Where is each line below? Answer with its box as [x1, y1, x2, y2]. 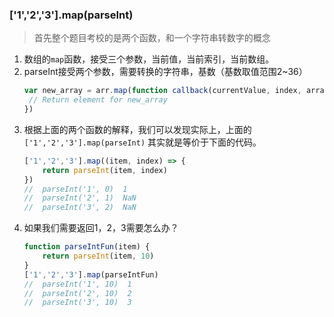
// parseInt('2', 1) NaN [23, 193, 137, 203]
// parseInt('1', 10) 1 [23, 279, 132, 289]
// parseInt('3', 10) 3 [23, 298, 132, 308]
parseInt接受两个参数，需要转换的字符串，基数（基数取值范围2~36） [23, 66, 308, 78]
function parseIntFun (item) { [23, 242, 151, 252]
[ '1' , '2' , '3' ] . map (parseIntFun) [23, 269, 159, 280]
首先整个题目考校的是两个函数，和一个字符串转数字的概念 [33, 32, 271, 44]
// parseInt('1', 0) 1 [23, 184, 128, 194]
